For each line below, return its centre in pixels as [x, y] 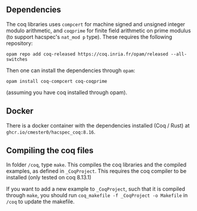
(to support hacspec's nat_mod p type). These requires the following [89, 37]
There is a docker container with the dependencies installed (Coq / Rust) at [98, 125]
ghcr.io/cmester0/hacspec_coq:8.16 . [51, 132]
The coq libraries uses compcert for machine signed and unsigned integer [96, 24]
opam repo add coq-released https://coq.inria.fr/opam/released [87, 54]
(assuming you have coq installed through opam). [67, 92]
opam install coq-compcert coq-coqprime [57, 81]
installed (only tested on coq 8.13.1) [49, 178]
